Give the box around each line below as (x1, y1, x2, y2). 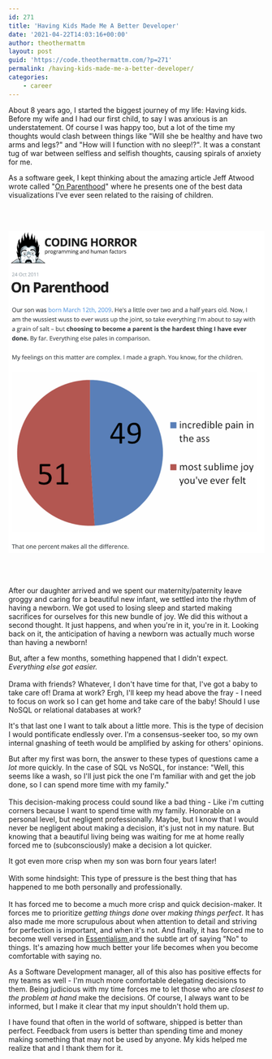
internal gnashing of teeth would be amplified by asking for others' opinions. (8, 739, 264, 748)
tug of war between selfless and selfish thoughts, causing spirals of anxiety (8, 148, 261, 158)
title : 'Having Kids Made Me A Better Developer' (8, 21, 180, 30)
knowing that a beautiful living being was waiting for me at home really (8, 832, 245, 842)
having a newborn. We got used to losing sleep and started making (8, 603, 233, 613)
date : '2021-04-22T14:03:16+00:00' (8, 30, 129, 38)
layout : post (8, 47, 53, 56)
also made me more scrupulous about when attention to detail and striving (8, 917, 257, 926)
